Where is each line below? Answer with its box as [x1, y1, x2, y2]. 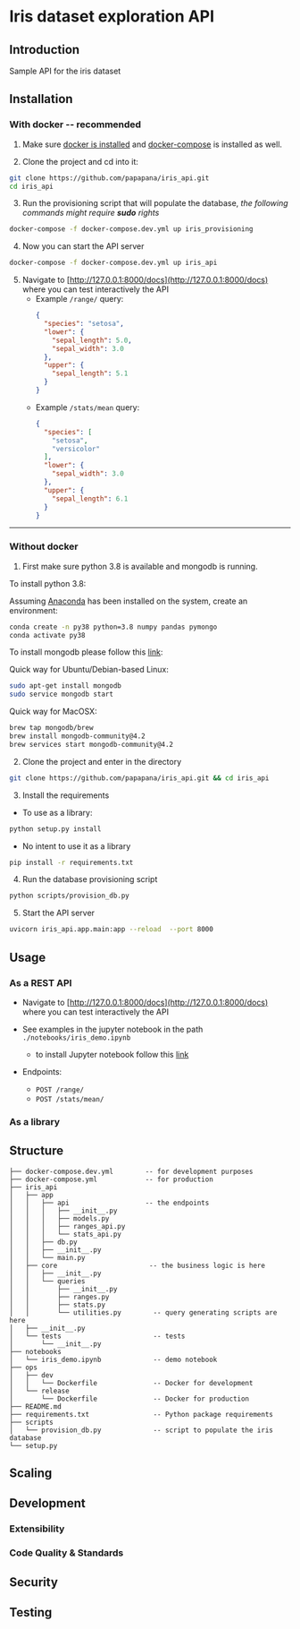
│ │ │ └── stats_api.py [9, 1230, 122, 1239]
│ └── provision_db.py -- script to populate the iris [9, 1426, 274, 1435]
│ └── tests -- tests [9, 1332, 186, 1341]
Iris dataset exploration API [9, 6, 215, 27]
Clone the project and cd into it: [21, 156, 138, 167]
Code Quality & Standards [9, 1547, 124, 1559]
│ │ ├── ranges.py [9, 1292, 110, 1301]
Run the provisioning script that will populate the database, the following [21, 198, 288, 209]
